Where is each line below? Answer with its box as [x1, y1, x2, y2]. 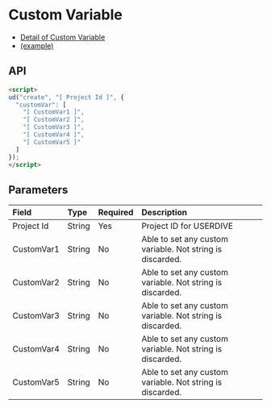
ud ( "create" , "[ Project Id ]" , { [8, 93, 125, 102]
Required [98, 207, 134, 219]
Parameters [8, 183, 69, 197]
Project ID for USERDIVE [140, 220, 234, 231]
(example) [19, 40, 54, 50]
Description [140, 207, 188, 219]
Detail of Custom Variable [19, 32, 106, 42]
